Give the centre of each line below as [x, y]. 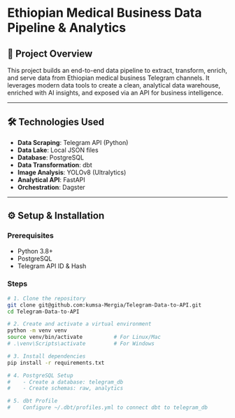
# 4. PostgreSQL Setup [40, 375]
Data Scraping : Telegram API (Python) [73, 142]
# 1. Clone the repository [47, 298]
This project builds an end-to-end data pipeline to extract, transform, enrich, [117, 70]
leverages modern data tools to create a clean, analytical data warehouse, [114, 85]
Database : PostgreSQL [51, 157]
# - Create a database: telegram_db [65, 382]
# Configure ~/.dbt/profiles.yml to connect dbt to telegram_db [108, 407]
